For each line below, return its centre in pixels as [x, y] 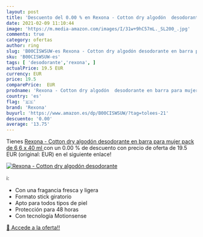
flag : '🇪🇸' [21, 102]
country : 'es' [24, 96]
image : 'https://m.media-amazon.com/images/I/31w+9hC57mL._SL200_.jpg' [98, 29]
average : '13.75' [28, 125]
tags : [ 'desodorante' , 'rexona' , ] [51, 62]
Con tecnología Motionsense [51, 216]
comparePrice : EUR [31, 85]
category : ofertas [29, 40]
